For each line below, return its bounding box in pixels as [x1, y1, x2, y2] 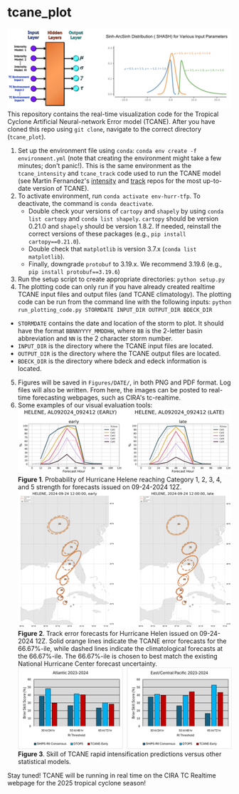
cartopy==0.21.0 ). [28, 237, 81, 246]
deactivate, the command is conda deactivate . [17, 199, 154, 208]
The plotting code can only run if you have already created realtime [17, 283, 216, 291]
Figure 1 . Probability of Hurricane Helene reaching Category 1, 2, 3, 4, [17, 475, 222, 484]
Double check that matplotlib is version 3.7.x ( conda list [28, 245, 197, 254]
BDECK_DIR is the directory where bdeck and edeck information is [17, 357, 208, 365]
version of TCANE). [32, 184, 90, 193]
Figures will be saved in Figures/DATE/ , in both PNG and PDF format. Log [17, 378, 231, 387]
